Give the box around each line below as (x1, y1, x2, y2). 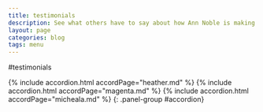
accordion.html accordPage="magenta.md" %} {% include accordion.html (8, 86, 250, 95)
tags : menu (8, 41, 44, 49)
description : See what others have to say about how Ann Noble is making (8, 19, 256, 27)
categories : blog (8, 33, 65, 42)
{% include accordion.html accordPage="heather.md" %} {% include (8, 78, 232, 88)
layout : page (8, 26, 51, 34)
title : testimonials (8, 11, 76, 20)
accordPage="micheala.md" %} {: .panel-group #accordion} (8, 95, 205, 104)
